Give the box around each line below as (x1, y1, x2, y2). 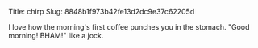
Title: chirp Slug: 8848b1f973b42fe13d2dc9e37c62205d (8, 7, 195, 16)
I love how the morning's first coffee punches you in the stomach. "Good (8, 22, 250, 31)
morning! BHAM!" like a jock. (8, 31, 104, 40)
